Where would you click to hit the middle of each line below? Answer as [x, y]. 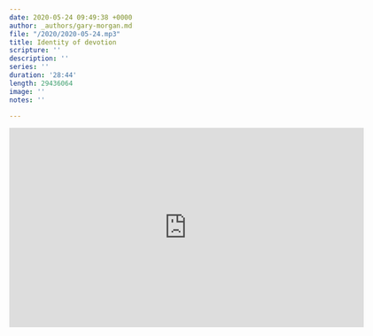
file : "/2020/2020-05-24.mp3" [65, 34]
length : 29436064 [41, 83]
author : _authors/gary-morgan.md [71, 26]
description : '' [39, 59]
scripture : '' [35, 51]
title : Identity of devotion [63, 42]
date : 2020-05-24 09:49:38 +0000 [71, 17]
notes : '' [27, 100]
